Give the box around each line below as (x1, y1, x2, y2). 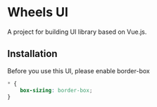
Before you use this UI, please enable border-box (7, 66, 150, 75)
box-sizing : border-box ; (20, 87, 93, 94)
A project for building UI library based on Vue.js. (7, 27, 147, 36)
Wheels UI (7, 4, 69, 20)
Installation (7, 48, 58, 60)
